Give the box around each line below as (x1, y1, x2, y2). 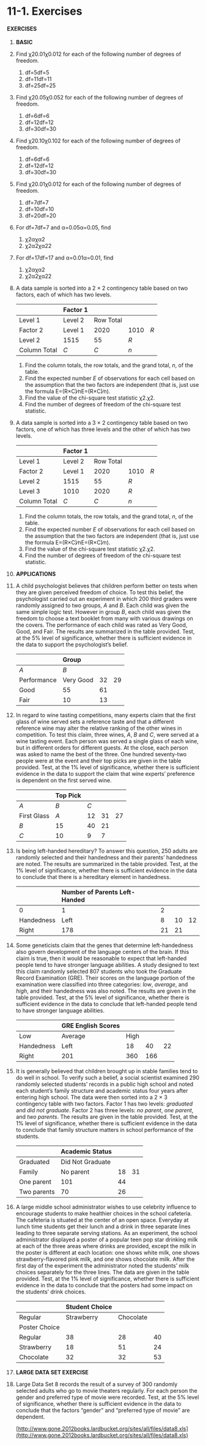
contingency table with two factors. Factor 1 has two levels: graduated (15, 1100, 193, 1107)
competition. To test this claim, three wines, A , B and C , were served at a (15, 731, 199, 738)
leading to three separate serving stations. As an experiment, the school (15, 1230, 197, 1237)
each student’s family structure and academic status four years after (15, 1087, 188, 1094)
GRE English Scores (61, 1021, 120, 1030)
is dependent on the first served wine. (15, 777, 112, 784)
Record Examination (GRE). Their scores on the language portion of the (15, 974, 195, 982)
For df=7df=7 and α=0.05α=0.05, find (15, 224, 111, 231)
